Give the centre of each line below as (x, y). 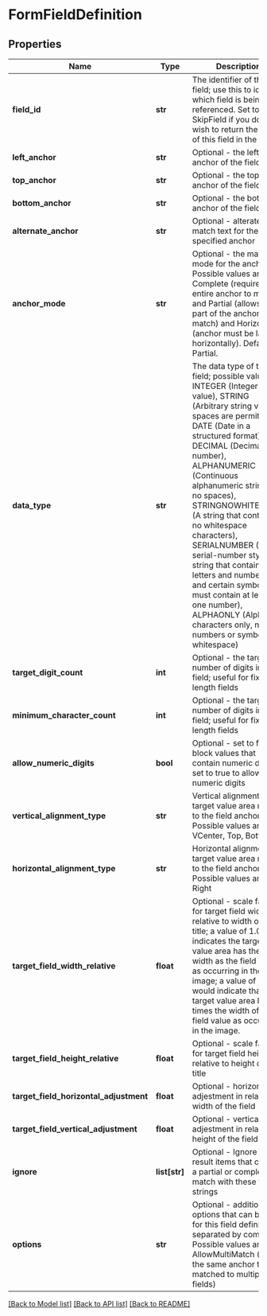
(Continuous (215, 475)
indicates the (216, 941)
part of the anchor (226, 313)
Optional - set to (223, 743)
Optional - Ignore (224, 1152)
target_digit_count (48, 672)
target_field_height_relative (66, 1058)
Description (238, 66)
